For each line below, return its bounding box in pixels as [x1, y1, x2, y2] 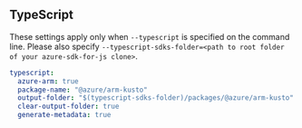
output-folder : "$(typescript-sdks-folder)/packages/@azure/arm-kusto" [17, 94, 295, 103]
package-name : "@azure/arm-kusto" [17, 85, 148, 94]
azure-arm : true [17, 76, 79, 85]
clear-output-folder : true [17, 102, 120, 112]
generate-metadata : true [17, 111, 112, 120]
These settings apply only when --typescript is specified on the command [9, 31, 290, 42]
